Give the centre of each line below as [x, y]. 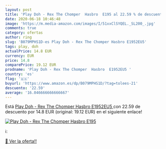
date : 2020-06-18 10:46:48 [33, 19]
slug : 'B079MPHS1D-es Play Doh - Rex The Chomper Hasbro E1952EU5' [76, 42]
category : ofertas [24, 33]
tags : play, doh [22, 47]
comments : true [21, 28]
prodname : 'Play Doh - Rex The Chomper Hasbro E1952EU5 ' [68, 70]
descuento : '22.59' [25, 88]
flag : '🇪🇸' [17, 79]
